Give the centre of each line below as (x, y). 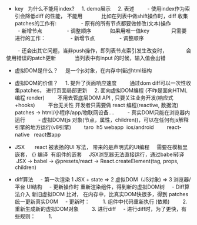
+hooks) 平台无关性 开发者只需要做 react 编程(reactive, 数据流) (96, 105)
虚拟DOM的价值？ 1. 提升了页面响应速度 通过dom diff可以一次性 (100, 83)
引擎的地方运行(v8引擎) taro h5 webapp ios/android (84, 127)
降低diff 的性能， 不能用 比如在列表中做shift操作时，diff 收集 (106, 16)
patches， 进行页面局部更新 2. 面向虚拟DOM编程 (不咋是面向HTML (104, 90)
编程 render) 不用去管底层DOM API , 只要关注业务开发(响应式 (94, 98)
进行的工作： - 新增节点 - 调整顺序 (79, 38)
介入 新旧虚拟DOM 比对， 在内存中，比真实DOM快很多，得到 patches (104, 194)
